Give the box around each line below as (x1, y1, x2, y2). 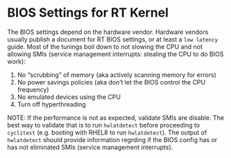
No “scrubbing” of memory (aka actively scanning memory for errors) (17, 71, 216, 79)
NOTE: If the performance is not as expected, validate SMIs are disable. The (7, 113, 224, 122)
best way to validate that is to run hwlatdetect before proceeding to (7, 121, 200, 129)
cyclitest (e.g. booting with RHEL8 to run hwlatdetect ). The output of (7, 128, 207, 137)
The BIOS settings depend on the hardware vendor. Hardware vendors (7, 28, 209, 36)
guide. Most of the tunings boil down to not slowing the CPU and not (7, 42, 203, 51)
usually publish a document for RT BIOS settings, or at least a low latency (7, 35, 219, 43)
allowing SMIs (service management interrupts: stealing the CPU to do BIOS (7, 50, 224, 58)
